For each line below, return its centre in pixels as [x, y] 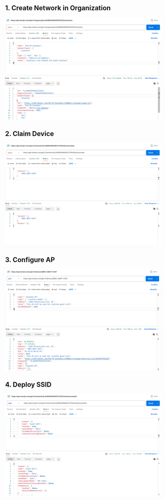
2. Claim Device [30, 133]
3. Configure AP [30, 260]
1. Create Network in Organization [58, 8]
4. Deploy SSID [28, 385]
